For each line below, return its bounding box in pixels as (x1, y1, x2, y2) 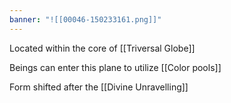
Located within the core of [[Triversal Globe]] (9, 42, 196, 54)
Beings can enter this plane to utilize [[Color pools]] (9, 61, 222, 73)
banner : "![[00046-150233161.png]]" (9, 14, 162, 25)
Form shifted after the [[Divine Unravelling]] (9, 81, 189, 93)
